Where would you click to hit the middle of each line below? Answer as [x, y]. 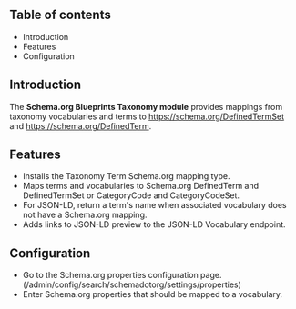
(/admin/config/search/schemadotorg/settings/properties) [132, 284]
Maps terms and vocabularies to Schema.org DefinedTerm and [141, 186]
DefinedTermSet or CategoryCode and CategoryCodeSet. [131, 195]
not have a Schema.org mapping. [85, 215]
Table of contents [60, 15]
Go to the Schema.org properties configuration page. [122, 275]
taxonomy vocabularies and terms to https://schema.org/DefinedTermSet [147, 116]
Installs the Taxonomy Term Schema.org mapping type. [126, 176]
